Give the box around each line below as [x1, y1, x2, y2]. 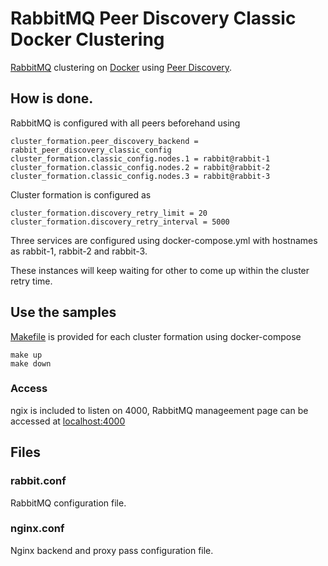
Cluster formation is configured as [10, 188, 152, 201]
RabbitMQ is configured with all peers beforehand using [10, 117, 241, 129]
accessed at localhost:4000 [10, 415, 126, 427]
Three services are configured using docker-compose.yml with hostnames [10, 234, 318, 246]
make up [10, 350, 43, 360]
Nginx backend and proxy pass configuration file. [10, 544, 214, 556]
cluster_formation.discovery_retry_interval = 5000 [10, 217, 230, 227]
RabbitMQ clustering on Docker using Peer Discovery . [10, 61, 233, 73]
